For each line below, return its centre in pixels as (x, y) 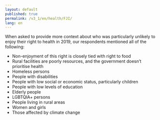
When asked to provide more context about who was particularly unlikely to (80, 37)
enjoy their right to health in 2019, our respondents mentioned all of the (76, 42)
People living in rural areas (38, 102)
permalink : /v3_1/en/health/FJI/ (39, 18)
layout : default (21, 9)
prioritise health (28, 67)
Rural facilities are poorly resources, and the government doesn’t (77, 61)
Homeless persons (31, 72)
